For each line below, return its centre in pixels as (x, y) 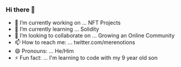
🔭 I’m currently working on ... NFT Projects (67, 23)
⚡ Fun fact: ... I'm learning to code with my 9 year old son (86, 58)
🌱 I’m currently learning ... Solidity (57, 29)
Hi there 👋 (21, 10)
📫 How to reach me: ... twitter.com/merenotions (75, 42)
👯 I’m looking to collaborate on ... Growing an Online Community (94, 36)
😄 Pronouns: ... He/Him (44, 51)
